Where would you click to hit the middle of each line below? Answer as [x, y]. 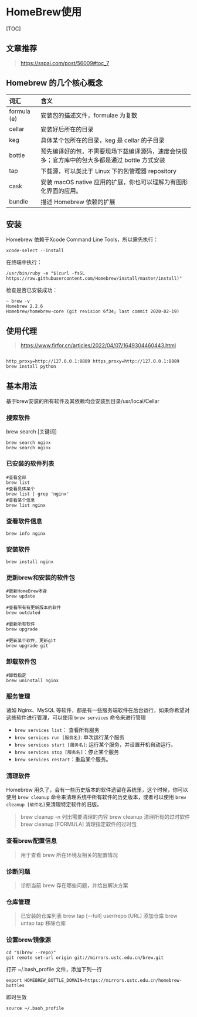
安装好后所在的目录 [67, 129]
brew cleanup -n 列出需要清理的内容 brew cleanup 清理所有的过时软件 [105, 817]
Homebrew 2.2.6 [25, 306]
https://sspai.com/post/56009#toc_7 [65, 63]
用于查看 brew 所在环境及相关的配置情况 [69, 855]
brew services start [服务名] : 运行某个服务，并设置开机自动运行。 [95, 745]
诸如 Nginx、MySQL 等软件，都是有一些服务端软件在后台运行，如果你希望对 [98, 710]
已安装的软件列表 [30, 464]
